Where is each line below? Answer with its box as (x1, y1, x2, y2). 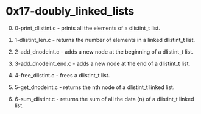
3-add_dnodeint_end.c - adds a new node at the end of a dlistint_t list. (14, 60, 191, 67)
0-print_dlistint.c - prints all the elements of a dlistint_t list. (14, 24, 161, 32)
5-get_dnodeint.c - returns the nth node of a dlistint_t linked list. (14, 84, 175, 91)
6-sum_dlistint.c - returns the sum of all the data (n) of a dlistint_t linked (14, 95, 194, 102)
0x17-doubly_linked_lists (5, 4, 135, 18)
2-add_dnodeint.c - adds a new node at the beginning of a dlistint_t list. (14, 48, 194, 55)
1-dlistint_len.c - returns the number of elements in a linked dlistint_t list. (14, 36, 196, 43)
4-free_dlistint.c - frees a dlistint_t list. (14, 71, 110, 79)
